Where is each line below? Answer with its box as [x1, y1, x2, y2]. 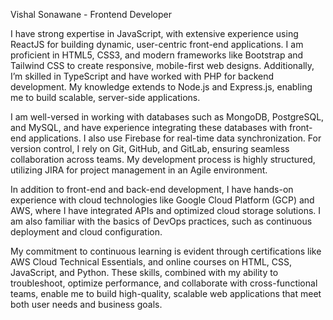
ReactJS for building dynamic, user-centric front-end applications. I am [10, 39, 304, 50]
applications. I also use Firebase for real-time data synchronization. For [28, 132, 322, 144]
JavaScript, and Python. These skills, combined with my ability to [10, 267, 279, 278]
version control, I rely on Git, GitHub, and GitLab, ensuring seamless [10, 143, 290, 154]
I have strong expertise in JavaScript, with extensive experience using [10, 28, 299, 39]
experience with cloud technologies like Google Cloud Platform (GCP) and [10, 194, 315, 206]
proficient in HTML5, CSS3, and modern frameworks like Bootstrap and [10, 49, 304, 61]
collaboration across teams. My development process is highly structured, [10, 154, 316, 165]
